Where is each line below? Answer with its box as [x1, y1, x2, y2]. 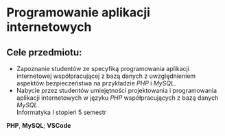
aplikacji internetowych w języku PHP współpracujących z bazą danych [16, 94, 219, 102]
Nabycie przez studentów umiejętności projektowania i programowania [16, 87, 217, 94]
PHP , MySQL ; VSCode [6, 122, 71, 129]
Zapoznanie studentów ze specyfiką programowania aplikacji [16, 65, 190, 72]
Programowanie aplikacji [6, 5, 150, 21]
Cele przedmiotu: [6, 46, 82, 58]
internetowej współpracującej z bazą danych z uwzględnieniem [16, 72, 196, 80]
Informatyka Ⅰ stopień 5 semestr [16, 108, 107, 116]
